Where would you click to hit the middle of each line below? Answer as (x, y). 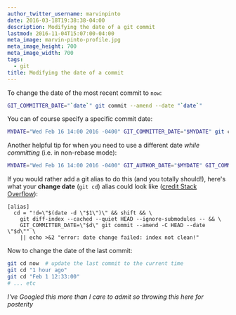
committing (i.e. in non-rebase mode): (62, 153)
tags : (15, 60)
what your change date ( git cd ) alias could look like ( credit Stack (102, 186)
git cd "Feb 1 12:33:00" (44, 276)
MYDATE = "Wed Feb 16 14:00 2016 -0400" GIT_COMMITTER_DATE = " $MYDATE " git (116, 132)
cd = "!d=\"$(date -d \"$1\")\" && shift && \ (83, 213)
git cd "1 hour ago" (38, 270)
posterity (20, 304)
